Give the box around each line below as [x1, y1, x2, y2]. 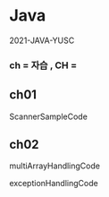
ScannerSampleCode [9, 111, 88, 122]
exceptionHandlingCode [9, 178, 98, 189]
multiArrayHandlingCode [9, 160, 101, 171]
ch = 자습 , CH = [9, 59, 78, 72]
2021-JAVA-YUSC [9, 35, 75, 46]
